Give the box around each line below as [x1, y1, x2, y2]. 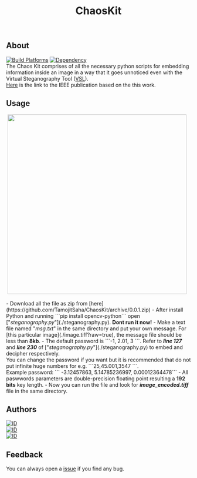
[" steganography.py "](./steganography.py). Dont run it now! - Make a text [6, 318, 186, 326]
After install [155, 306, 184, 313]
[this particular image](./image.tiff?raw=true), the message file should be [6, 331, 182, 338]
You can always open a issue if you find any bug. [6, 465, 124, 472]
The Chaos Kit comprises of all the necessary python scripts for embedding [6, 62, 189, 69]
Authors [6, 404, 37, 414]
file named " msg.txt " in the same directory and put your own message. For [6, 325, 186, 332]
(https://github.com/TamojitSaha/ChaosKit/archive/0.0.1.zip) [6, 306, 151, 313]
